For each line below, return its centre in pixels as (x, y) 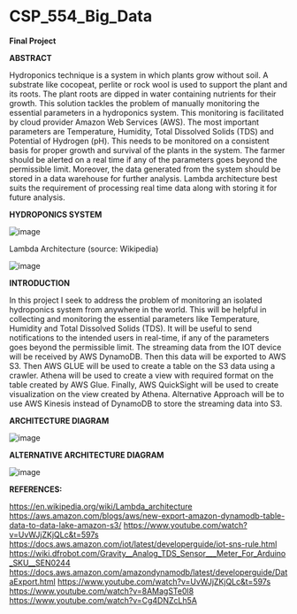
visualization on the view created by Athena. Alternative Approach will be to (147, 394)
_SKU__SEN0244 (40, 563)
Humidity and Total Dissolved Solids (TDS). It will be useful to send (131, 328)
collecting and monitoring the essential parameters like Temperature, (134, 319)
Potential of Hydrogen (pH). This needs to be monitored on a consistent (139, 141)
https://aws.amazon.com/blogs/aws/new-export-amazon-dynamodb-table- (147, 516)
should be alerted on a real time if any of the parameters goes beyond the (143, 159)
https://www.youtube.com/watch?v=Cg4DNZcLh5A (103, 600)
